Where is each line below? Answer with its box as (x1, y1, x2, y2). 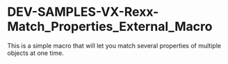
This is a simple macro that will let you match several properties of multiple (7, 41, 221, 50)
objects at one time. (7, 49, 64, 57)
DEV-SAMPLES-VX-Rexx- (7, 4, 159, 20)
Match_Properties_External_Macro (7, 19, 213, 34)
